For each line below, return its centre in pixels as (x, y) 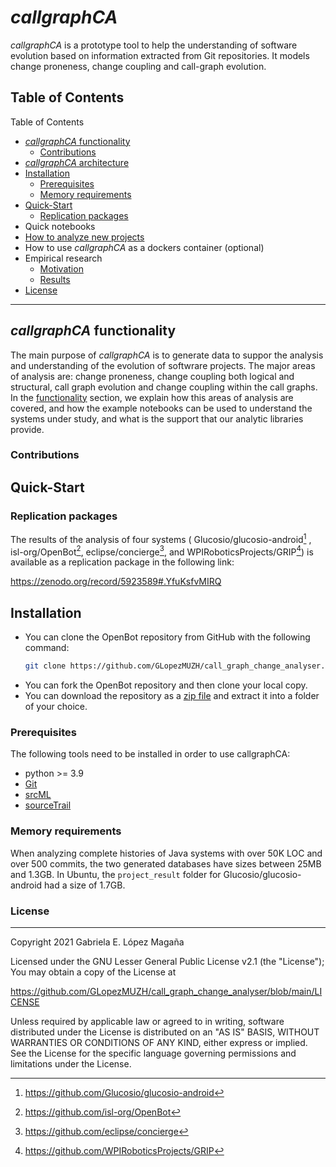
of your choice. (56, 707)
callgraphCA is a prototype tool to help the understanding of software (154, 45)
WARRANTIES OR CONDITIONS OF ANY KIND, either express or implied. (159, 1043)
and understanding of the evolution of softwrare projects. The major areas (163, 365)
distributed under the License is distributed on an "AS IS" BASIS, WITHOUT (165, 1032)
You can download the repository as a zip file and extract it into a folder (172, 696)
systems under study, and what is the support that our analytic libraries (157, 418)
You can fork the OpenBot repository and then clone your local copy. (166, 685)
